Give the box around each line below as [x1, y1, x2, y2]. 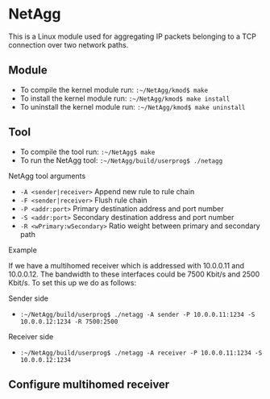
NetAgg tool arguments [8, 171, 86, 181]
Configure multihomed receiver [8, 377, 170, 391]
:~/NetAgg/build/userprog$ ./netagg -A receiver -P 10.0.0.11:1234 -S [19, 348, 263, 357]
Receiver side [8, 331, 54, 341]
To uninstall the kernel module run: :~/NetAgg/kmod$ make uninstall [19, 102, 246, 111]
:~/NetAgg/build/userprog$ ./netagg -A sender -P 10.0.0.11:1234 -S [19, 310, 255, 318]
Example [8, 245, 38, 255]
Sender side [8, 293, 48, 303]
